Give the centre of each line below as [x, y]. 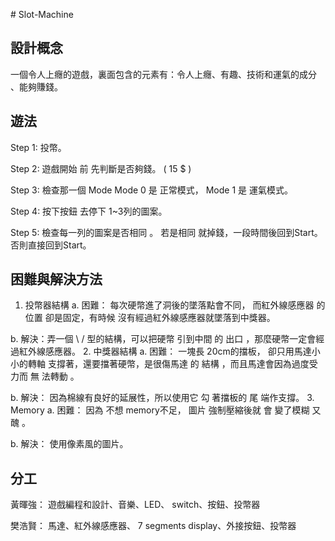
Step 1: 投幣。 [38, 147]
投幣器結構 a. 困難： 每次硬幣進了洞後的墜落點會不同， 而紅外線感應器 [169, 305]
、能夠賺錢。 [36, 86]
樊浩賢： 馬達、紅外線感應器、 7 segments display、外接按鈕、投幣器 [153, 526]
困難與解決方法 [56, 279]
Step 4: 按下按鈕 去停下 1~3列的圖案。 [89, 211]
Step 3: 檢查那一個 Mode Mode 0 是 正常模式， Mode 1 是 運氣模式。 [152, 190]
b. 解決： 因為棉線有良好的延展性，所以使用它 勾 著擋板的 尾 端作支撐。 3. [162, 398]
